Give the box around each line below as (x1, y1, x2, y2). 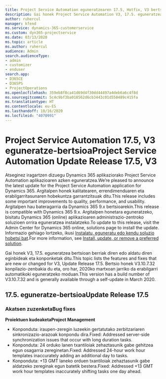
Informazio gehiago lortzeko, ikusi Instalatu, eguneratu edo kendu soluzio (5, 230, 155, 236)
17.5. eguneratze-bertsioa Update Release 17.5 (5, 291, 149, 299)
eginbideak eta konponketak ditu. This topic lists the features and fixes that (5, 255, 157, 261)
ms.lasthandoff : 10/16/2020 (5, 108, 63, 114)
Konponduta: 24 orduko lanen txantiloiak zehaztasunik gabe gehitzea (12, 342, 153, 348)
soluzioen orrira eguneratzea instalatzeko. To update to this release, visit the (5, 219, 160, 225)
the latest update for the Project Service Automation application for (5, 182, 142, 188)
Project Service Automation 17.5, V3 (5, 134, 156, 146)
